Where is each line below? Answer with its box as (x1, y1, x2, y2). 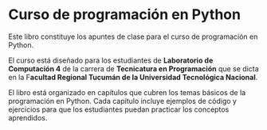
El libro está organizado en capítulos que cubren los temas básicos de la (8, 87, 246, 97)
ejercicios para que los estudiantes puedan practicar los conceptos (8, 105, 230, 114)
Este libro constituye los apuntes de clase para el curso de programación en (8, 32, 258, 41)
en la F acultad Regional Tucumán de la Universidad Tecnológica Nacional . (8, 72, 258, 82)
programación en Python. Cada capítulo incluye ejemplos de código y (8, 96, 238, 105)
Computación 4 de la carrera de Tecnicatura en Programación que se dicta (8, 63, 259, 73)
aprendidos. (8, 113, 48, 122)
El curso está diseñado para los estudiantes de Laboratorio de (8, 55, 214, 65)
